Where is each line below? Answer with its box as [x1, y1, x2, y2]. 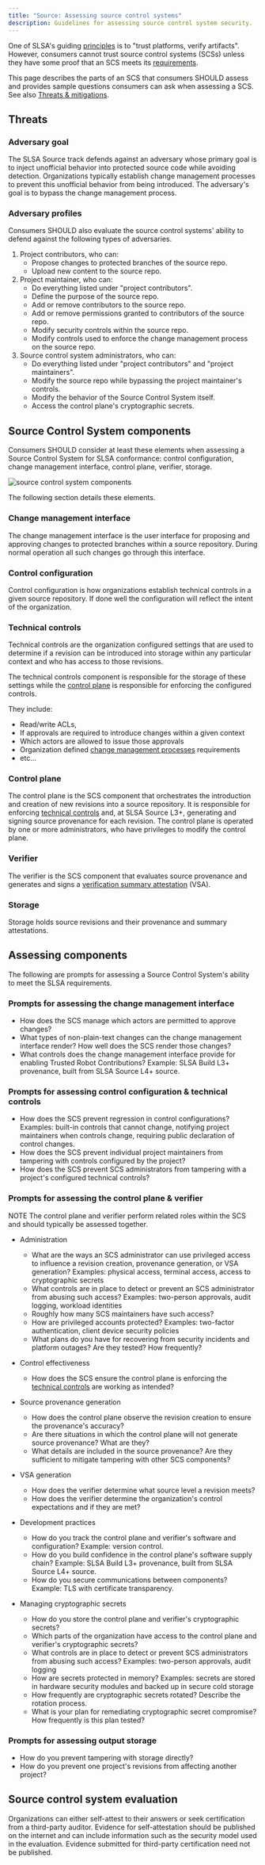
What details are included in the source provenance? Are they [31, 1446, 233, 1455]
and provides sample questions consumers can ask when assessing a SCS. [8, 81, 254, 91]
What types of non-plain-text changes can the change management [19, 1033, 242, 1042]
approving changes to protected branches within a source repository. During [8, 539, 258, 548]
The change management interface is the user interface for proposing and [8, 530, 251, 540]
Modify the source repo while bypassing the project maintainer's [31, 376, 243, 385]
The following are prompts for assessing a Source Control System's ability [8, 969, 250, 979]
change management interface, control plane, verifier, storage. [8, 462, 213, 472]
